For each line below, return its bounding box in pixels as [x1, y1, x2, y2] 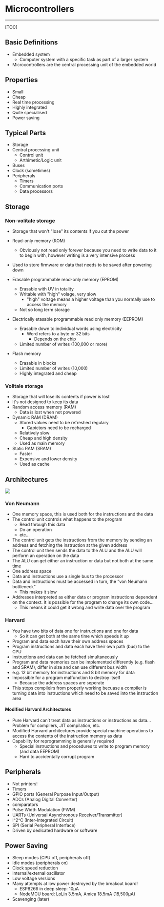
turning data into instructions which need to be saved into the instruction [12, 690, 159, 696]
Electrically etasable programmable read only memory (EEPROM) [12, 316, 143, 322]
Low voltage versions [12, 875, 55, 881]
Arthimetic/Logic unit [19, 157, 62, 163]
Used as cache [19, 461, 50, 467]
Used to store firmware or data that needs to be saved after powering [12, 262, 152, 268]
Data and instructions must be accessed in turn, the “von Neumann [12, 578, 147, 584]
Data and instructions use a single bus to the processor [12, 574, 123, 579]
